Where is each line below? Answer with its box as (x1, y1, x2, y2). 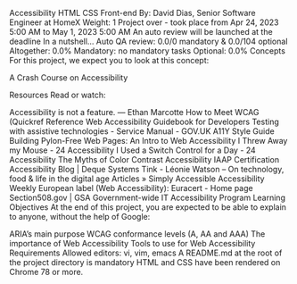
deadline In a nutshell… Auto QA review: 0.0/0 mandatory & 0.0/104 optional (9, 36, 288, 46)
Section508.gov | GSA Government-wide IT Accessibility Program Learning (9, 192, 285, 203)
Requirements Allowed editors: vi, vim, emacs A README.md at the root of (9, 247, 283, 258)
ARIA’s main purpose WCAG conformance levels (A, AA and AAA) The (9, 229, 266, 239)
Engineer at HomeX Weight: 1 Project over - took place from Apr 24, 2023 (9, 17, 279, 28)
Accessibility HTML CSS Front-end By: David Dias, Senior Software (9, 8, 256, 18)
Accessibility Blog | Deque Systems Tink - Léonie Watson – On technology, (9, 164, 285, 174)
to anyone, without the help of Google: (9, 212, 151, 221)
